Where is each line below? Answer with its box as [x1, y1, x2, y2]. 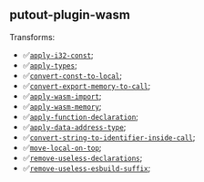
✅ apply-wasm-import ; [22, 91, 102, 102]
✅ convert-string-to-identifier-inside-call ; [22, 132, 196, 143]
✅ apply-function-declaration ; [22, 111, 139, 122]
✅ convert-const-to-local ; [22, 70, 123, 80]
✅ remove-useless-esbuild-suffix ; [22, 162, 151, 173]
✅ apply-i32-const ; [22, 49, 94, 60]
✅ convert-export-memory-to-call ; [22, 80, 151, 91]
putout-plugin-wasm [9, 7, 130, 23]
